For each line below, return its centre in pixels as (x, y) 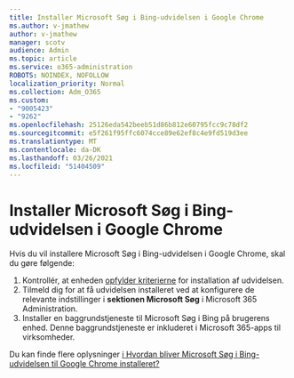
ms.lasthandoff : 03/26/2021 (61, 158)
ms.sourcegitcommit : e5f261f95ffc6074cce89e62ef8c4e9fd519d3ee (129, 133)
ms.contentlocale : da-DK (55, 149)
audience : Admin (39, 51)
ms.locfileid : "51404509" (57, 166)
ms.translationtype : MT (53, 141)
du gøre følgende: (42, 263)
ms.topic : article (43, 59)
